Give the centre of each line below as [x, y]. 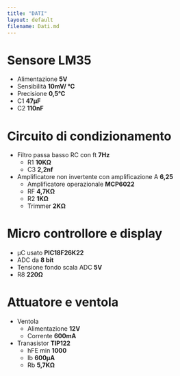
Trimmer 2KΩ [47, 206]
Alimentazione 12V [54, 329]
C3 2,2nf [40, 169]
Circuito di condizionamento [89, 136]
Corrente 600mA [52, 336]
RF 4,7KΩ [41, 191]
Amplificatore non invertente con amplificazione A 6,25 [95, 177]
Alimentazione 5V [42, 79]
